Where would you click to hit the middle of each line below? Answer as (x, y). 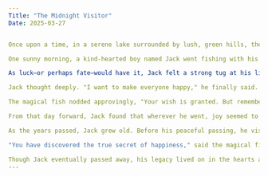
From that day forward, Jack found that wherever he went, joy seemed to (134, 116)
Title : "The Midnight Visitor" (60, 16)
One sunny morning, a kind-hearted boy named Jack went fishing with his (134, 59)
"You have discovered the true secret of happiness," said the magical (130, 145)
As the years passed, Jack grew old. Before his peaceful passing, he (128, 131)
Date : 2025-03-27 (37, 23)
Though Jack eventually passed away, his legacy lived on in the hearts (132, 159)
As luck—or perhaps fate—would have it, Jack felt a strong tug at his (130, 73)
